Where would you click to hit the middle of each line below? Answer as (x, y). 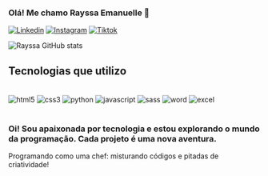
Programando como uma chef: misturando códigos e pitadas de (114, 156)
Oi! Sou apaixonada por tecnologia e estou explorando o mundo (134, 129)
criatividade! (29, 165)
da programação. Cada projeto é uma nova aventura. (113, 138)
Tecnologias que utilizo (67, 71)
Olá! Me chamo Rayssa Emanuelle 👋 (79, 13)
